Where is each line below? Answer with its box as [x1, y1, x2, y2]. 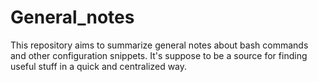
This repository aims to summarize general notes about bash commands [10, 39, 309, 51]
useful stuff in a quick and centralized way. [10, 60, 188, 72]
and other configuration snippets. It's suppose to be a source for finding [10, 49, 308, 61]
